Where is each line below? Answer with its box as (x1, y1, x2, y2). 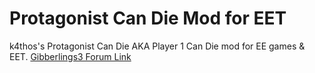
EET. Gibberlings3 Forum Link (9, 50, 132, 62)
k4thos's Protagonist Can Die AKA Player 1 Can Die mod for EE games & (9, 40, 306, 52)
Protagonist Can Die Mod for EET (9, 7, 287, 30)
